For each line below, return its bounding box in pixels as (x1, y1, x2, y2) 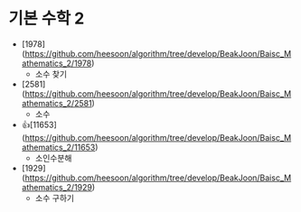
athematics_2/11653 (21, 142, 96, 152)
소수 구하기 (34, 192, 74, 203)
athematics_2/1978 (21, 58, 92, 69)
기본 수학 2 (8, 8, 85, 29)
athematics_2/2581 (21, 97, 92, 108)
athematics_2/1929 (21, 181, 92, 192)
